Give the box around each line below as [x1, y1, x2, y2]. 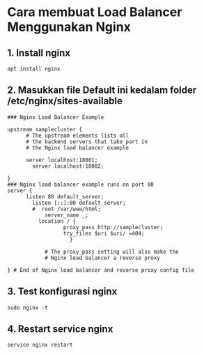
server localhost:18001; [25, 157, 98, 164]
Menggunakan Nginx [7, 19, 131, 35]
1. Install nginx [7, 47, 71, 59]
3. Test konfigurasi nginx [7, 286, 118, 298]
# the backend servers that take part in [25, 138, 148, 145]
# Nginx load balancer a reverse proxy [44, 254, 160, 261]
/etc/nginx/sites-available [7, 95, 123, 107]
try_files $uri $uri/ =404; [63, 230, 145, 237]
